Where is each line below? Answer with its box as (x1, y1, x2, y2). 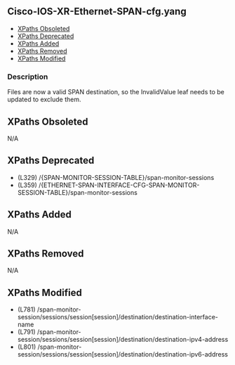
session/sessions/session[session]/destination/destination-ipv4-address (17, 335, 229, 344)
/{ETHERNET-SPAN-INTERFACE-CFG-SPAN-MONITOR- (38, 181, 200, 189)
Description (7, 72, 48, 82)
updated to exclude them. (7, 95, 82, 104)
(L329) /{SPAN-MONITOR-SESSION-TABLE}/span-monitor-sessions (17, 173, 215, 181)
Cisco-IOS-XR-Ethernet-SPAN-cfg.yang (7, 6, 187, 18)
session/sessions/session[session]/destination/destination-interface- (17, 313, 219, 321)
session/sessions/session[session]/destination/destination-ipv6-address (17, 350, 228, 359)
